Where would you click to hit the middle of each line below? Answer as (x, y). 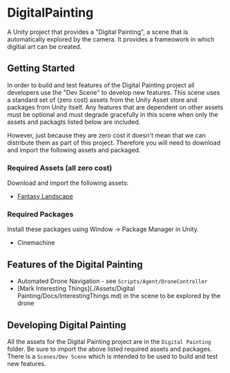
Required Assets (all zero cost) (60, 167)
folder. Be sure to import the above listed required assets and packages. (110, 349)
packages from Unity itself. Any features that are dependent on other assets (115, 107)
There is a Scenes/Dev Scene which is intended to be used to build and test (113, 356)
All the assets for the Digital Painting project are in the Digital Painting (109, 341)
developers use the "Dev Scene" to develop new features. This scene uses (114, 92)
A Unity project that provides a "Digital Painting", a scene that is (98, 32)
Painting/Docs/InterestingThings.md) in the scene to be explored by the (119, 296)
